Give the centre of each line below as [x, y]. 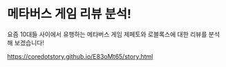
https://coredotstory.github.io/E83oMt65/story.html [80, 56]
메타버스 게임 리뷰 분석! [69, 14]
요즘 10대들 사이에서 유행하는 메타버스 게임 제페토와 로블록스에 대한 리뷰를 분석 [113, 34]
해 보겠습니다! [26, 42]
